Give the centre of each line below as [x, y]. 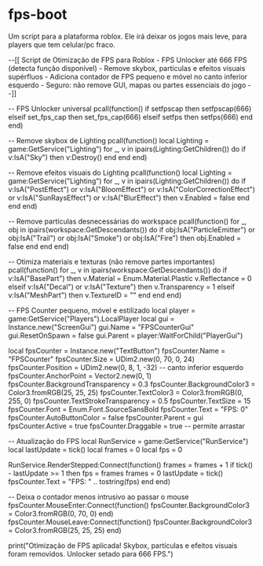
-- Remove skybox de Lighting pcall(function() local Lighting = [109, 140]
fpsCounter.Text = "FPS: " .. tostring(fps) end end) [89, 481]
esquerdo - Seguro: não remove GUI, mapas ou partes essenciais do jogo [127, 85]
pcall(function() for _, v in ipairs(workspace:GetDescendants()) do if [118, 270]
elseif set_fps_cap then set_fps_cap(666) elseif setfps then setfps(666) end [131, 117]
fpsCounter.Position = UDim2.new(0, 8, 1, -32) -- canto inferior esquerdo [126, 367]
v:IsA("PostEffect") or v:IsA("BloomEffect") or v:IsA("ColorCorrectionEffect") [132, 189]
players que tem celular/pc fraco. [62, 44]
